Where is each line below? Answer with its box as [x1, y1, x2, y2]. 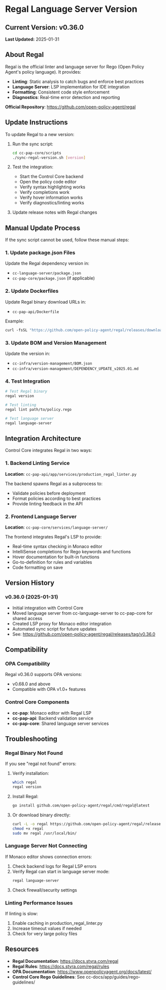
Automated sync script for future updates [12, 626, 97, 631]
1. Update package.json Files [5, 249, 76, 256]
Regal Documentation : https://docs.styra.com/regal [12, 958, 119, 964]
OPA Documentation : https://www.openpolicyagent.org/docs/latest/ [12, 968, 152, 975]
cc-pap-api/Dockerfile [12, 309, 59, 315]
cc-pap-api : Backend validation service [12, 715, 94, 721]
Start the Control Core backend [19, 174, 83, 180]
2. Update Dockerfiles [5, 288, 59, 295]
